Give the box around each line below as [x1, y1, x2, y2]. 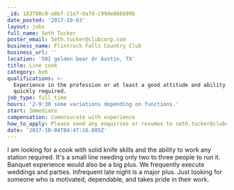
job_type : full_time [7, 95, 68, 102]
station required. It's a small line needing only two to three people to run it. [7, 153, 221, 161]
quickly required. [13, 88, 68, 95]
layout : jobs [7, 23, 45, 30]
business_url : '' [7, 49, 58, 56]
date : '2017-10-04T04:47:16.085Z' [7, 127, 108, 134]
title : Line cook [7, 62, 58, 69]
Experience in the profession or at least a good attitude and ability [13, 81, 226, 88]
